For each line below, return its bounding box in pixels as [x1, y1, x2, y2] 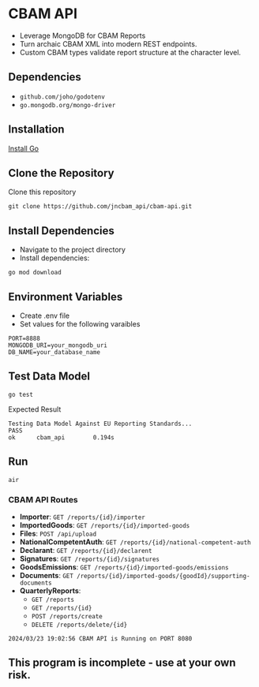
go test [8, 390, 34, 398]
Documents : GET [19, 570, 73, 580]
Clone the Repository [8, 166, 114, 180]
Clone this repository [8, 187, 77, 197]
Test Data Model [8, 370, 91, 383]
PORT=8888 [8, 334, 41, 342]
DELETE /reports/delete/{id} [31, 621, 128, 629]
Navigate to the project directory [19, 245, 126, 255]
